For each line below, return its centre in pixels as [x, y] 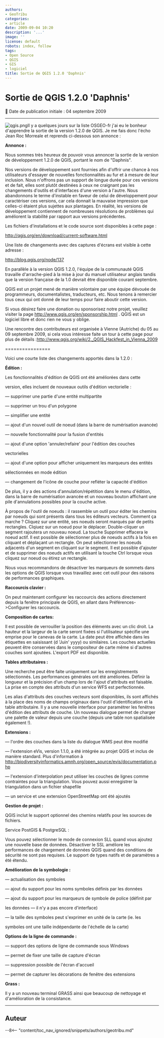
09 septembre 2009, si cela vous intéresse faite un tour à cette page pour [79, 334]
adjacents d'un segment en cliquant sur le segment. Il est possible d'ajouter [81, 548]
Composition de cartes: [30, 617]
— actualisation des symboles [35, 879]
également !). [18, 722]
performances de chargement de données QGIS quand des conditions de [79, 850]
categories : [17, 19]
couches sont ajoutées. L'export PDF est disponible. [57, 652]
